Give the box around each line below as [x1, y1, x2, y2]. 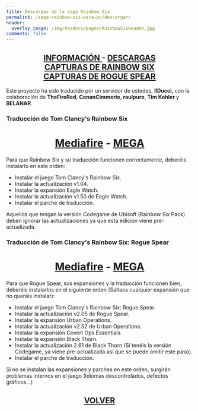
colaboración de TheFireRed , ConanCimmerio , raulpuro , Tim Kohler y [6, 93, 180, 100]
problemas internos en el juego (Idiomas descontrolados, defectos [6, 372, 168, 379]
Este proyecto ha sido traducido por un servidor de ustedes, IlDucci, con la [6, 87, 190, 94]
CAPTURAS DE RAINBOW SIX [44, 62, 155, 72]
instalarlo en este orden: [6, 162, 65, 169]
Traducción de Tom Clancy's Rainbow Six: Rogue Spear [6, 238, 169, 246]
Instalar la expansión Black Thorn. [14, 335, 98, 342]
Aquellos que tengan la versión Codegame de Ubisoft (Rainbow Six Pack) [6, 210, 186, 217]
